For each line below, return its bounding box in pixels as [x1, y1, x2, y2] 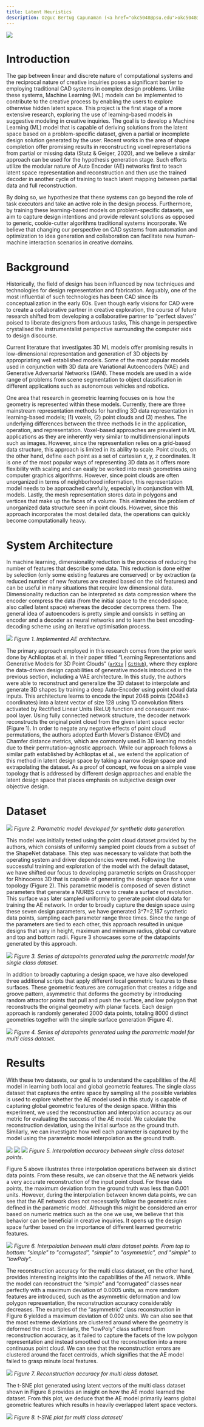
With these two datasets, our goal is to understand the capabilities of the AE [6, 1076, 197, 1084]
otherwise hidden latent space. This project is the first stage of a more [6, 105, 182, 112]
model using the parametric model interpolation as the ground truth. [6, 1135, 176, 1142]
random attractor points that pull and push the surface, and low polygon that [6, 997, 197, 1004]
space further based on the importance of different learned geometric [6, 1223, 182, 1231]
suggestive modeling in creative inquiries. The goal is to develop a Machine [6, 117, 195, 125]
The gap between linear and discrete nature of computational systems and [6, 72, 193, 80]
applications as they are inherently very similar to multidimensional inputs [6, 433, 190, 441]
